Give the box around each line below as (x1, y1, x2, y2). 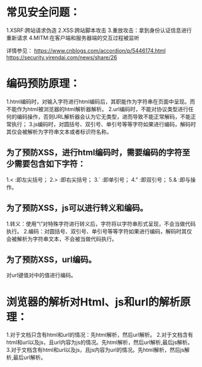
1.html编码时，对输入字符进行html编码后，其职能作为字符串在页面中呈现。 (6, 98, 190, 105)
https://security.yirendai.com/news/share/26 (6, 54, 118, 61)
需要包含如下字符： (14, 159, 86, 169)
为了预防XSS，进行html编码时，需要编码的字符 (6, 147, 183, 158)
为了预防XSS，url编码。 (6, 254, 96, 264)
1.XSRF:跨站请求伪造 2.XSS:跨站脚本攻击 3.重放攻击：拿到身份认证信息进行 (6, 27, 192, 34)
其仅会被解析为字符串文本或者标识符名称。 (6, 128, 112, 135)
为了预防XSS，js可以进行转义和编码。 (6, 203, 148, 213)
